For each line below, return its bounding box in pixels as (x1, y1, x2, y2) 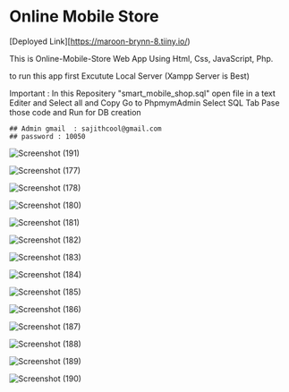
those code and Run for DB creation (9, 107, 141, 117)
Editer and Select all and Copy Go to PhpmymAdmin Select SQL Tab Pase (9, 97, 280, 108)
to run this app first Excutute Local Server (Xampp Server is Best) (9, 70, 251, 81)
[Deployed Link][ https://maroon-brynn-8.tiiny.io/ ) (9, 36, 191, 47)
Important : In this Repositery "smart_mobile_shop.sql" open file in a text (9, 88, 276, 98)
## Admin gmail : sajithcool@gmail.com (9, 124, 163, 133)
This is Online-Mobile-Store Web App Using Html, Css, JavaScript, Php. (9, 53, 274, 64)
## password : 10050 (9, 132, 87, 141)
